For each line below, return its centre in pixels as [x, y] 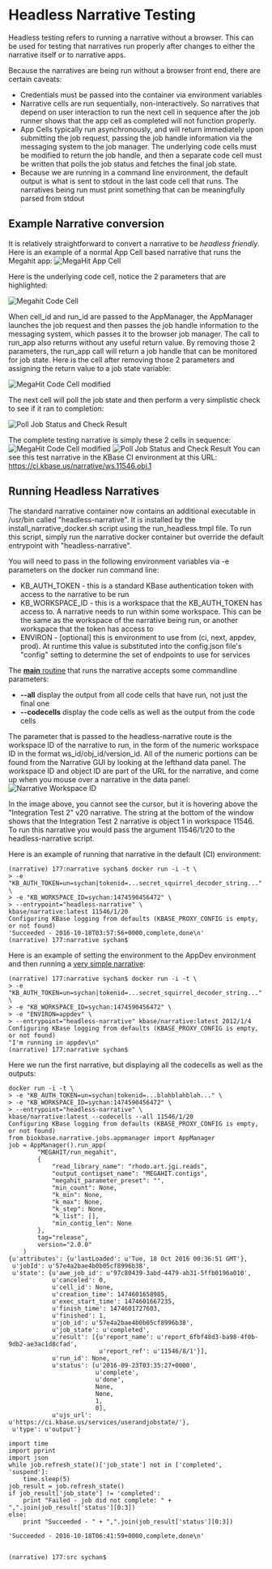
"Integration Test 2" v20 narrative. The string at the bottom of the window [131, 812]
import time [28, 1443]
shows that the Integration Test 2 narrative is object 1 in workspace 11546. [132, 821]
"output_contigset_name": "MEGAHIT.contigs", [130, 1174]
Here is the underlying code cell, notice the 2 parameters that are [117, 276]
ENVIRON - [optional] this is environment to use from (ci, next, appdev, [138, 637]
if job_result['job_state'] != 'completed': [85, 1493]
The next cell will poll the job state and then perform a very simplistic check [134, 400]
